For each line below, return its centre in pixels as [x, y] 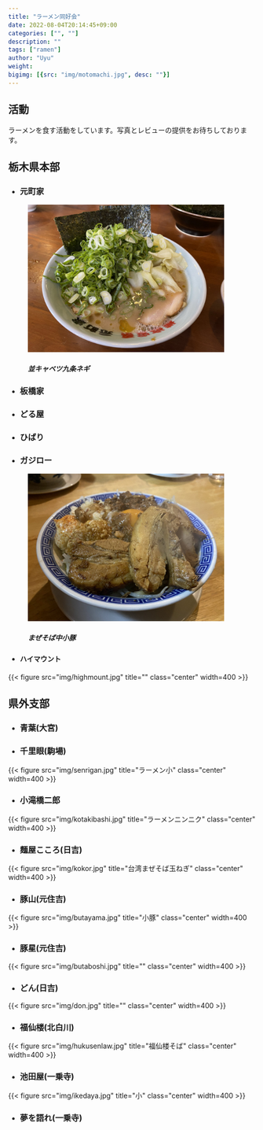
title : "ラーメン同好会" [44, 17]
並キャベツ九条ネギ [59, 368]
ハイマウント [40, 659]
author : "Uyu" [31, 58]
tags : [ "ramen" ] [35, 50]
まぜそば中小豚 [52, 637]
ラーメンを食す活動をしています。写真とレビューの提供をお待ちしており [124, 130]
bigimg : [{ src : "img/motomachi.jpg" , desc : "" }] [89, 75]
